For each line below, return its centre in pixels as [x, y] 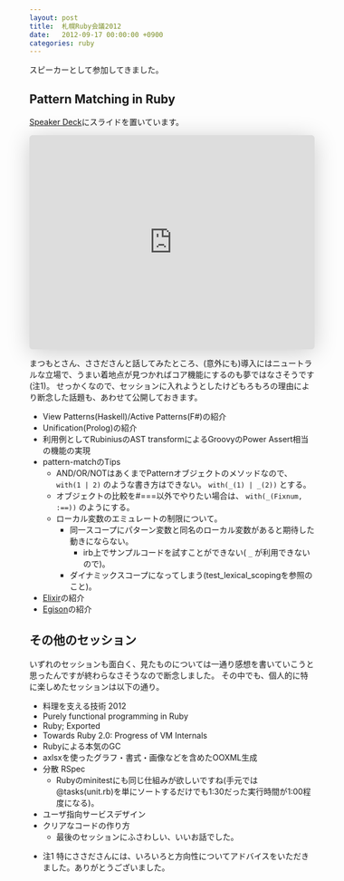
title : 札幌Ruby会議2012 [76, 26]
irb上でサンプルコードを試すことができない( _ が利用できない [197, 553]
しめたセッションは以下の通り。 [105, 686]
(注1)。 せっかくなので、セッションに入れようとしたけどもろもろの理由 [162, 386]
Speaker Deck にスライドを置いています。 [107, 122]
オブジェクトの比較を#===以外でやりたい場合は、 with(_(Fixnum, [179, 496]
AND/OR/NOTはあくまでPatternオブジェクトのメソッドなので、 [174, 473]
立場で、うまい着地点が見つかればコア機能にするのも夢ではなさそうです [180, 375]
